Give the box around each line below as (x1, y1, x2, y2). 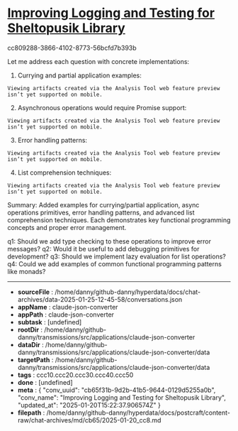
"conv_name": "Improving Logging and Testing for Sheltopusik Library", (17, 393, 227, 402)
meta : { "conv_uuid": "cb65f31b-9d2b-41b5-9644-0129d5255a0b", (17, 386, 216, 394)
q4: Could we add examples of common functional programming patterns (7, 259, 222, 268)
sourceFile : (17, 288, 54, 296)
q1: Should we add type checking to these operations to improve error (7, 236, 211, 246)
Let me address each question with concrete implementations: (7, 57, 190, 65)
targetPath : (17, 355, 54, 364)
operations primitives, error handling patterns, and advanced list (7, 208, 195, 217)
